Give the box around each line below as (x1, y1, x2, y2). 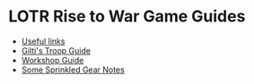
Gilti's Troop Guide (21, 45, 92, 55)
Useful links (21, 36, 66, 46)
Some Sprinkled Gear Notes (21, 64, 125, 75)
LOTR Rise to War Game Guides (8, 6, 246, 27)
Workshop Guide (21, 55, 84, 65)
